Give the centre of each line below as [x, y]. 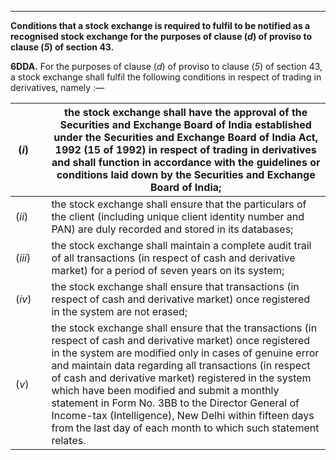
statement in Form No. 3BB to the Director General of [175, 403]
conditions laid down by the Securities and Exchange [186, 174]
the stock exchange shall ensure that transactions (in [175, 286]
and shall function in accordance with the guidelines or [186, 162]
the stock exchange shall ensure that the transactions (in [184, 328]
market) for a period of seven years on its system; [168, 270]
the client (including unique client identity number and [178, 216]
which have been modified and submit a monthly [165, 390]
